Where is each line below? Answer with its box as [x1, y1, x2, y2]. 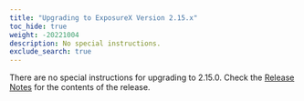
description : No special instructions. [9, 38, 162, 48]
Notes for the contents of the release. [9, 82, 151, 93]
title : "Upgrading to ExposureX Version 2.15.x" [9, 13, 198, 23]
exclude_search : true [9, 47, 92, 56]
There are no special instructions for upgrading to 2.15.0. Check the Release [9, 72, 295, 83]
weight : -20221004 [9, 30, 79, 39]
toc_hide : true [9, 22, 68, 31]
